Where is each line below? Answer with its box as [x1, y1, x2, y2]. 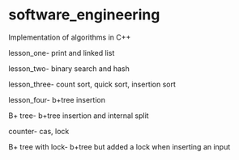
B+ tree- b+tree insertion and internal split [8, 111, 149, 120]
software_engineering [8, 6, 160, 24]
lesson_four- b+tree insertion [8, 95, 105, 104]
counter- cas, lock [8, 126, 70, 136]
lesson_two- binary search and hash [8, 63, 130, 74]
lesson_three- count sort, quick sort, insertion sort [8, 79, 177, 89]
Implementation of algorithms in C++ [8, 32, 131, 42]
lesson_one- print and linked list [8, 48, 115, 57]
